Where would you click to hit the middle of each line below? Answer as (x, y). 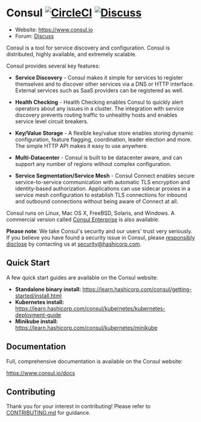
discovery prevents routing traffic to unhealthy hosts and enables (96, 115)
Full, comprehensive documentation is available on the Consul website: (94, 361)
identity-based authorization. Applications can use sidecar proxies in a (103, 188)
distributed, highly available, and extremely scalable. (72, 54)
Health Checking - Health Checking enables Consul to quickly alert (99, 102)
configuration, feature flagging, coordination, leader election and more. (103, 139)
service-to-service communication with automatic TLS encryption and (102, 182)
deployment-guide (38, 315)
